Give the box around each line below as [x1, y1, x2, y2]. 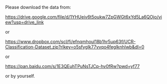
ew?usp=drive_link [5, 19, 44, 25]
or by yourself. [5, 73, 35, 79]
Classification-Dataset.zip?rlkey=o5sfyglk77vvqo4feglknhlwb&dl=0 [5, 44, 144, 49]
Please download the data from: [5, 4, 71, 10]
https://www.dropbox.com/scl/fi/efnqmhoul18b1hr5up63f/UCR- [5, 38, 136, 44]
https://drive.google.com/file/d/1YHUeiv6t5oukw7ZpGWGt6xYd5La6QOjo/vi [5, 14, 162, 19]
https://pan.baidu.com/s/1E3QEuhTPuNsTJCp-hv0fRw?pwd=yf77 [5, 63, 140, 69]
